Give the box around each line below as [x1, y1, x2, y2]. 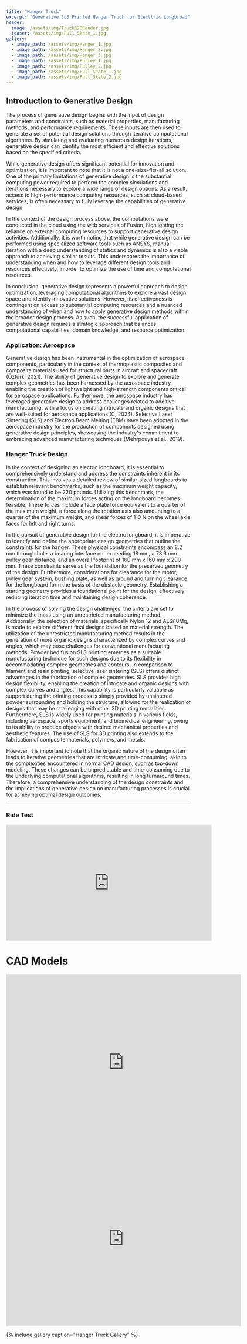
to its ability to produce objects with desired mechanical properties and [6, 723, 178, 730]
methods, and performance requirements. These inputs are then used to [6, 124, 181, 131]
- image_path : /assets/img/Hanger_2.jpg [11, 47, 111, 53]
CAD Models [6, 955, 69, 968]
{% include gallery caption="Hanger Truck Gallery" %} [6, 1331, 139, 1338]
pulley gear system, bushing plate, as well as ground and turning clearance [6, 575, 188, 582]
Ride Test [6, 811, 33, 819]
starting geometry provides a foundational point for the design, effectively [6, 587, 185, 594]
